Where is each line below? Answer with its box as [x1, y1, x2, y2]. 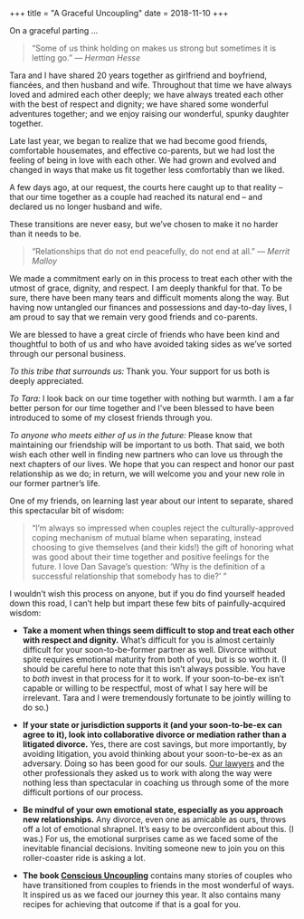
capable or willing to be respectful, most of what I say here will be [22, 683, 269, 694]
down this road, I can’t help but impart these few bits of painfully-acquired [9, 598, 286, 608]
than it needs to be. [9, 228, 81, 239]
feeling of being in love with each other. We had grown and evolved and [9, 155, 277, 166]
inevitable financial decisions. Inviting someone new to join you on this [22, 843, 285, 854]
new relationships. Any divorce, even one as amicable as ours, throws [22, 814, 287, 825]
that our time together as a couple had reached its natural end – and [9, 192, 262, 202]
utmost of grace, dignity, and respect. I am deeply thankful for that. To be [9, 282, 283, 293]
